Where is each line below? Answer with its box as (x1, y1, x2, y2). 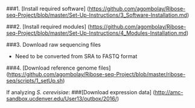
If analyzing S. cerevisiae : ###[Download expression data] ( (6, 89, 155, 95)
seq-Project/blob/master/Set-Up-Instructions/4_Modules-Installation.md (6, 29, 187, 37)
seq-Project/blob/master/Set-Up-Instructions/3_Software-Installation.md (6, 11, 187, 19)
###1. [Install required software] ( (6, 5, 89, 12)
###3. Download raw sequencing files (6, 41, 101, 48)
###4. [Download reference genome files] (6, 64, 111, 71)
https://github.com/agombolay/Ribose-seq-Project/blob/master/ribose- (8, 71, 186, 77)
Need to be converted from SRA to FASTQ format (14, 53, 138, 59)
